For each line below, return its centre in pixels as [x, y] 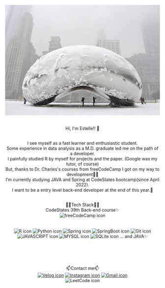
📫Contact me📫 [82, 268]
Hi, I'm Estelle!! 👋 [82, 128]
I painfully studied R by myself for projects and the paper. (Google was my [82, 159]
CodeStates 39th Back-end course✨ [82, 210]
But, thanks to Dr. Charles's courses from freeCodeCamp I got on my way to [82, 169]
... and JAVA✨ [134, 236]
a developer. [82, 154]
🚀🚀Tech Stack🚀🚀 [82, 205]
